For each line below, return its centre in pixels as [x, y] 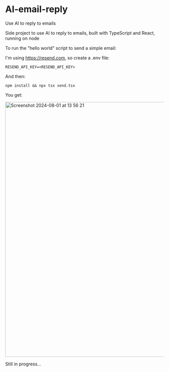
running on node [22, 38]
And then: [15, 76]
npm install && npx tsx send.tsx [40, 86]
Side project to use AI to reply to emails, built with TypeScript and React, [80, 33]
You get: [14, 95]
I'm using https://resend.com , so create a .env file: [57, 58]
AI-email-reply [36, 9]
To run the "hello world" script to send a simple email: [61, 48]
